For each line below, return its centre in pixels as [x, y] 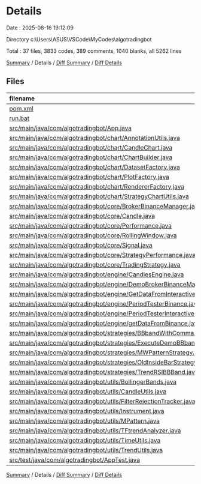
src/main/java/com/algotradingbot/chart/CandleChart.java [91, 147]
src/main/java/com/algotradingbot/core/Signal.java [81, 245]
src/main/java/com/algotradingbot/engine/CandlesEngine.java [97, 274]
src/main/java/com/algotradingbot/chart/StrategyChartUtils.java [99, 196]
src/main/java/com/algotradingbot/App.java [70, 128]
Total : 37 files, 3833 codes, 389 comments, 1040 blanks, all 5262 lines [94, 51]
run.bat [19, 118]
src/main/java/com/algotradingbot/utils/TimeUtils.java [85, 440]
